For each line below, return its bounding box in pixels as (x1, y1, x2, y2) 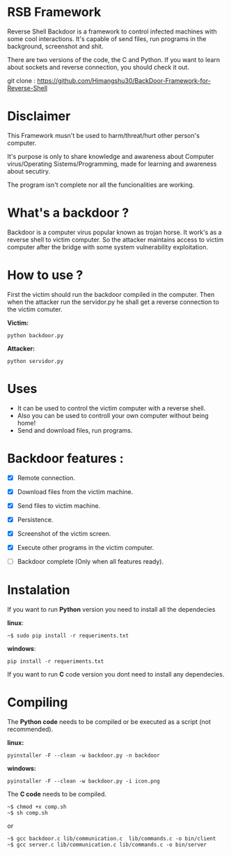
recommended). (7, 725, 54, 733)
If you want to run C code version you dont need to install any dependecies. (7, 670, 225, 678)
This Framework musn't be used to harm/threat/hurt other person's (7, 131, 200, 139)
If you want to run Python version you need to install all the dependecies (7, 606, 216, 613)
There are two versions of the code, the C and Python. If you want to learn (7, 55, 221, 63)
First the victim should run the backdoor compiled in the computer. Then (7, 290, 215, 298)
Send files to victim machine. (17, 501, 101, 509)
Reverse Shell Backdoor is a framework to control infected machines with (7, 27, 217, 36)
